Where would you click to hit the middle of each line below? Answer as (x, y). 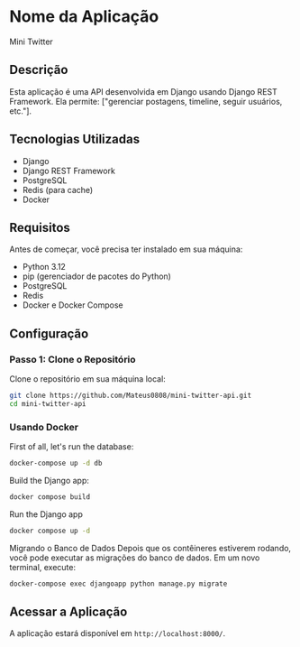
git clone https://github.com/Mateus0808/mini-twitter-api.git (131, 396)
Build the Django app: (50, 480)
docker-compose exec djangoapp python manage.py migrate (118, 584)
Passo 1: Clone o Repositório (73, 359)
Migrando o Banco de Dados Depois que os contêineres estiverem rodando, (150, 548)
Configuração (49, 333)
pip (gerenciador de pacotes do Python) (96, 276)
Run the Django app (46, 514)
